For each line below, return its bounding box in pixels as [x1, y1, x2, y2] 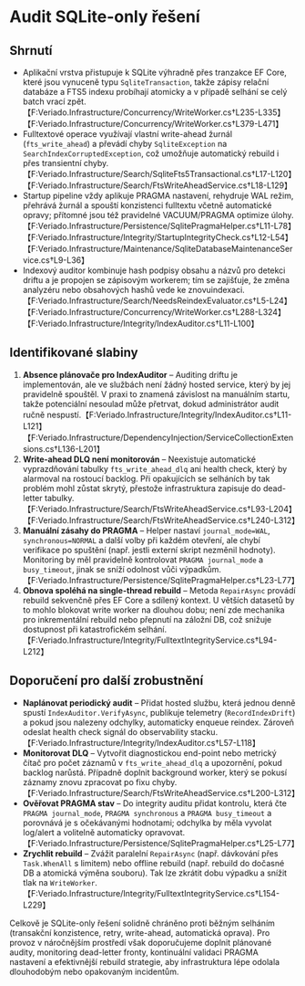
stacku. [189, 726, 219, 737]
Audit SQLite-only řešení [9, 6, 200, 27]
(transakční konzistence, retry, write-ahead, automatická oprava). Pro [9, 927, 270, 938]
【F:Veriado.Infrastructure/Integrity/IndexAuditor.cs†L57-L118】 [22, 737, 261, 748]
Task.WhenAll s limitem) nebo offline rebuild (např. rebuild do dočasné [22, 857, 285, 868]
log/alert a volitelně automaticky [22, 826, 144, 837]
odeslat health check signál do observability [22, 726, 188, 737]
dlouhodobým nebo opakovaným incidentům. [9, 966, 179, 977]
